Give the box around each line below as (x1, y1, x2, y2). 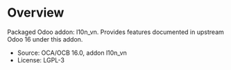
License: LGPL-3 (17, 55, 65, 64)
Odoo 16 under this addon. (7, 35, 83, 43)
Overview (7, 5, 65, 21)
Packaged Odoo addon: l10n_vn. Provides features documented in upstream (7, 28, 224, 36)
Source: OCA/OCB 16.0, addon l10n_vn (17, 49, 127, 57)
